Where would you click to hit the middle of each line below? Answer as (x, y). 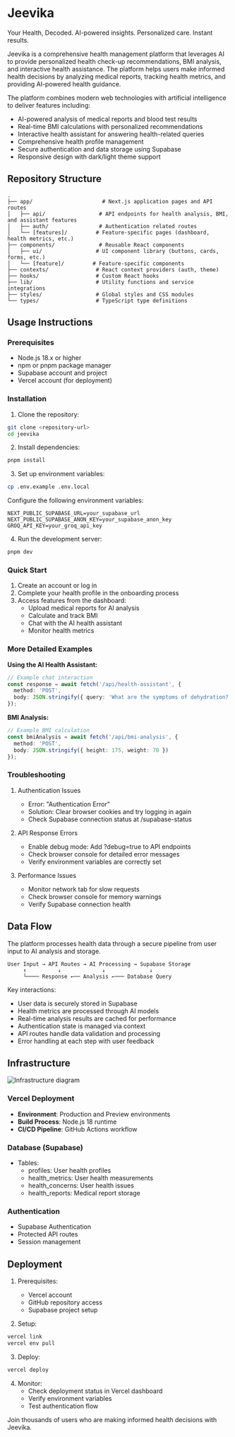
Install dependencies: (49, 447)
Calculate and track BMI (63, 616)
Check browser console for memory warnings (95, 896)
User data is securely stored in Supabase (77, 1003)
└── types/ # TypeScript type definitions (98, 300)
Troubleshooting (36, 775)
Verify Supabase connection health (79, 904)
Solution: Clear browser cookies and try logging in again (110, 811)
